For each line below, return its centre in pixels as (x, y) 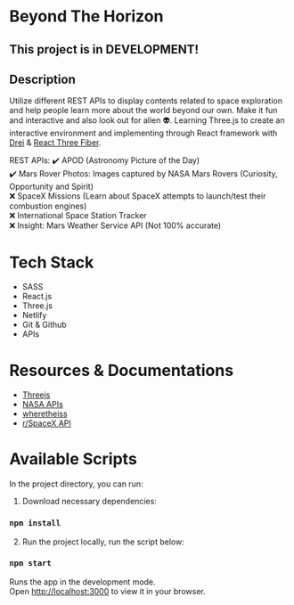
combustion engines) (48, 206)
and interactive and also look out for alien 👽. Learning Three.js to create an (147, 120)
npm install (35, 523)
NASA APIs (43, 405)
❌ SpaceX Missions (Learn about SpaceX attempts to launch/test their (138, 196)
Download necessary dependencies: (90, 502)
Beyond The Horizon (86, 16)
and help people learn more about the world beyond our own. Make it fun (143, 110)
